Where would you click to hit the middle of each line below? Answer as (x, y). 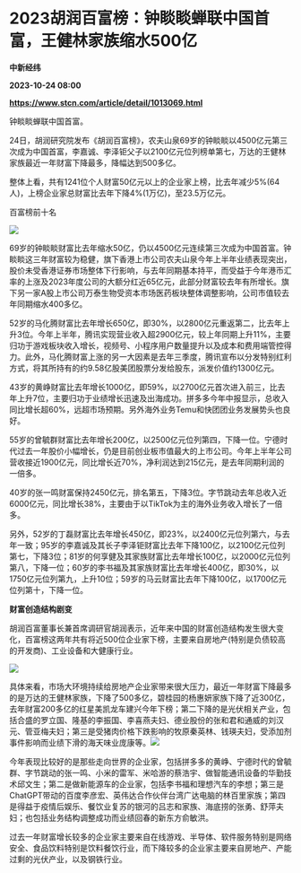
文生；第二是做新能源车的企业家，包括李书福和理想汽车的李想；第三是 (154, 784)
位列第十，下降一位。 (48, 589)
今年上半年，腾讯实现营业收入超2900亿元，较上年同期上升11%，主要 (164, 334)
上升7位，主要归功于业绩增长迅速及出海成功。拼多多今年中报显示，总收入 (152, 398)
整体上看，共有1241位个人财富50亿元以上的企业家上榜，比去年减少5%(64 (145, 181)
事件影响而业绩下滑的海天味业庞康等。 (80, 742)
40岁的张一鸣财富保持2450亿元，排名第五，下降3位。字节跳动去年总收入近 (148, 492)
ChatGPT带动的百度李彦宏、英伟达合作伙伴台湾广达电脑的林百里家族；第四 (148, 795)
